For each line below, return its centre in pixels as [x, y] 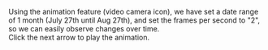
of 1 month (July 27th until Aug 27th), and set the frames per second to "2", [134, 20]
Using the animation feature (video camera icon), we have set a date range [134, 12]
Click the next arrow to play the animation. [79, 37]
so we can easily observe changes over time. [84, 29]
